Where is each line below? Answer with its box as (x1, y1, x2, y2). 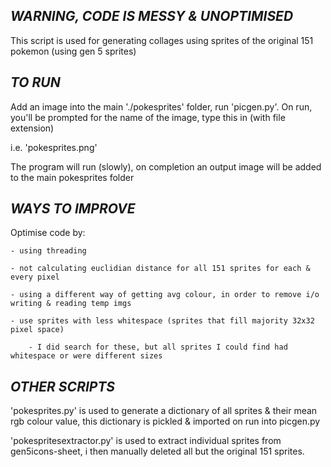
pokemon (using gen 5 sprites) (10, 45, 137, 57)
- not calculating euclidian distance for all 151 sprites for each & (10, 264, 311, 274)
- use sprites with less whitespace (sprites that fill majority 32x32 (10, 316, 315, 326)
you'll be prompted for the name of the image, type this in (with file (10, 111, 286, 123)
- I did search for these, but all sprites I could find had (28, 342, 288, 353)
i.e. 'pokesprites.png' (10, 141, 98, 153)
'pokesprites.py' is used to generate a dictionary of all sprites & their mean (10, 405, 318, 417)
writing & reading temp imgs (10, 299, 132, 309)
